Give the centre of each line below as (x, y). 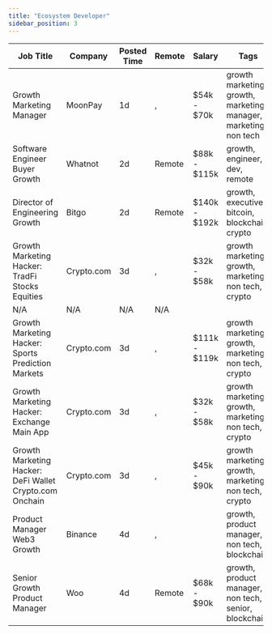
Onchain (28, 500)
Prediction (32, 363)
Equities (28, 296)
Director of (33, 202)
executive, (246, 202)
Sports (25, 353)
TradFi (25, 276)
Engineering (36, 212)
